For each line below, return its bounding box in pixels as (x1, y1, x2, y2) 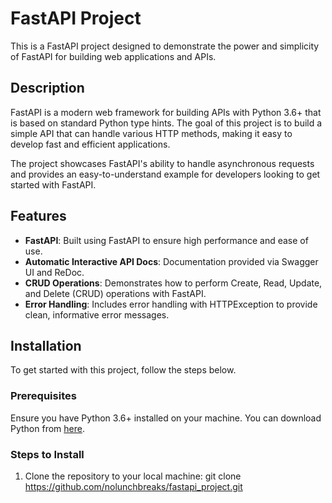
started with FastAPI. (10, 178, 97, 191)
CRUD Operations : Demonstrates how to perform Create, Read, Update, (24, 277, 323, 289)
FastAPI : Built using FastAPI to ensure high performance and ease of (24, 234, 309, 246)
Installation (10, 337, 82, 354)
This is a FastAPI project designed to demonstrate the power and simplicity (10, 40, 320, 52)
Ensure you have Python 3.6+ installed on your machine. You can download (10, 412, 322, 424)
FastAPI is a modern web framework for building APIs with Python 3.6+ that (10, 106, 322, 118)
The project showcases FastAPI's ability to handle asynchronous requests (10, 157, 315, 169)
